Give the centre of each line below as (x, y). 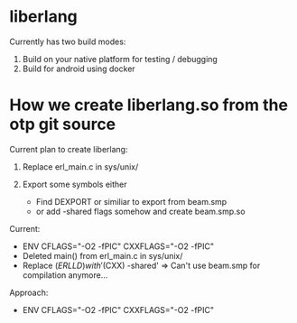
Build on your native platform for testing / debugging (120, 59)
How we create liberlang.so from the (149, 105)
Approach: (29, 292)
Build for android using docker (79, 69)
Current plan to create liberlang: (69, 149)
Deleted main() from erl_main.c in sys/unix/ (102, 255)
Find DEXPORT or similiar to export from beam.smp (131, 201)
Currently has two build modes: (68, 42)
